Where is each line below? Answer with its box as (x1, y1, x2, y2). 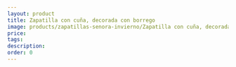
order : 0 (7, 50, 33, 57)
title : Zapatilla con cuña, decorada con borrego (7, 17, 156, 24)
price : (7, 29, 27, 37)
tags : (7, 36, 23, 43)
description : (7, 43, 46, 50)
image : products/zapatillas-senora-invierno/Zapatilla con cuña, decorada (7, 23, 231, 30)
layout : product (7, 10, 55, 17)
